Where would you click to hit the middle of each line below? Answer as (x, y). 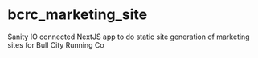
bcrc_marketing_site (78, 15)
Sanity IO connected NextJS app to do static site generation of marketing (129, 37)
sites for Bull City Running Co (56, 44)
